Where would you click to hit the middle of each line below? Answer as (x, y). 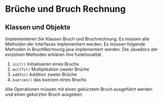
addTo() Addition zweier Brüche (44, 74)
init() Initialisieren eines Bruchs (45, 64)
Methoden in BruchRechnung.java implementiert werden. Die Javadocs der (81, 49)
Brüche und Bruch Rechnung (65, 9)
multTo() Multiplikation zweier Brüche (51, 69)
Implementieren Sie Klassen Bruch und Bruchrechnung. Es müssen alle (77, 39)
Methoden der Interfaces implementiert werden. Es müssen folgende (75, 44)
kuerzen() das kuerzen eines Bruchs (49, 80)
